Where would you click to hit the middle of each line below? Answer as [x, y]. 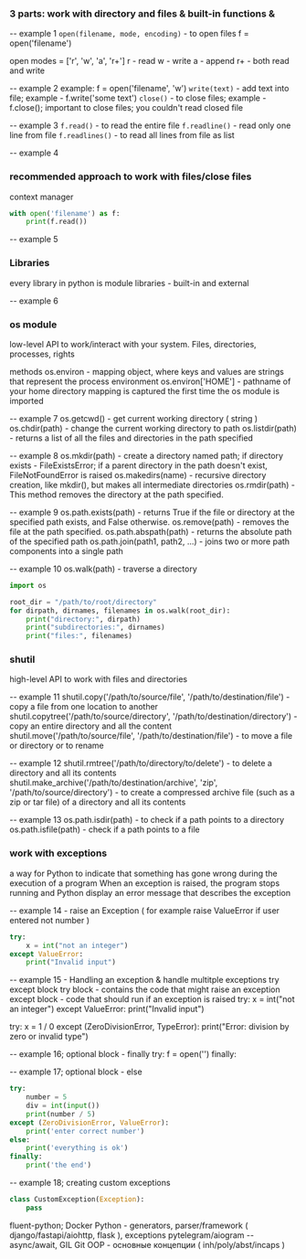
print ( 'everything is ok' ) [77, 1148]
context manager [42, 197]
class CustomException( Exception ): [77, 1200]
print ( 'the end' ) [59, 1165]
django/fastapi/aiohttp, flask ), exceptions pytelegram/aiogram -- [132, 1235]
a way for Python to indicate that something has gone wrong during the [143, 873]
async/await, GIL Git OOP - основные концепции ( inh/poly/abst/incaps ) [148, 1244]
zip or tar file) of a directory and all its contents [98, 802]
